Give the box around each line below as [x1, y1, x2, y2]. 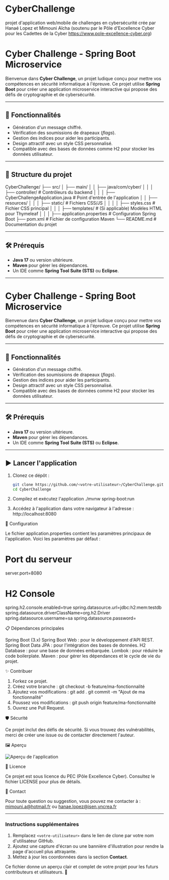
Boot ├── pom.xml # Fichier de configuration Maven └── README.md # [5, 216, 157, 222]
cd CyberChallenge [12, 487, 51, 492]
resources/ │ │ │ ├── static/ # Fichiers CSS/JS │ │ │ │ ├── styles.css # [5, 200, 155, 206]
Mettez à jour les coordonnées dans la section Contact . [12, 854, 128, 860]
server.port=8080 [5, 570, 42, 576]
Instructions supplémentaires [5, 821, 79, 828]
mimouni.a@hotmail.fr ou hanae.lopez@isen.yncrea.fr [5, 803, 117, 809]
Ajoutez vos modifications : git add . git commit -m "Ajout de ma [12, 689, 145, 695]
